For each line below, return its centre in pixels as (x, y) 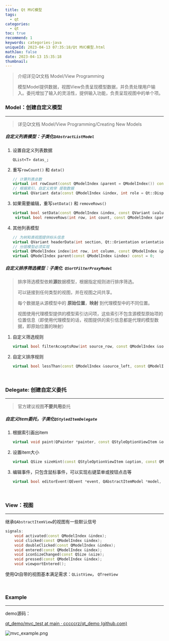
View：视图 (19, 505)
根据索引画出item (30, 432)
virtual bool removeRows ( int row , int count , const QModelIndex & (86, 217)
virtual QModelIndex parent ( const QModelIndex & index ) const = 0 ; (83, 256)
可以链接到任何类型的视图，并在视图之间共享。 (66, 293)
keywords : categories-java (33, 43)
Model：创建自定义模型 (34, 108)
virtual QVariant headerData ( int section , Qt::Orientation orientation (89, 242)
